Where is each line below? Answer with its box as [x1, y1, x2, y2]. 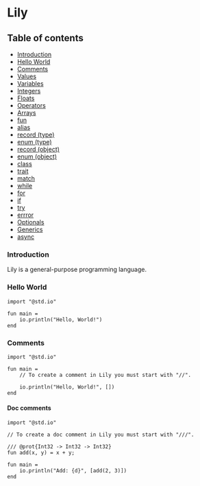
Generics [16, 225, 43, 233]
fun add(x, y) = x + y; [7, 450, 75, 456]
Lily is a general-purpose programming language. [7, 266, 147, 274]
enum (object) [16, 152, 57, 161]
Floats [16, 94, 35, 102]
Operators [16, 102, 46, 109]
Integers [16, 87, 41, 95]
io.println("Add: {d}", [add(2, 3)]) [19, 467, 127, 474]
